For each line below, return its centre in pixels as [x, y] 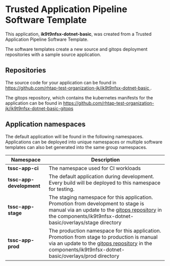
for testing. [62, 189]
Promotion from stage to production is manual [103, 237]
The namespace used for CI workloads [95, 168]
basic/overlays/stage [74, 222]
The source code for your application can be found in [61, 82]
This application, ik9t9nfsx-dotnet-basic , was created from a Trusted [78, 34]
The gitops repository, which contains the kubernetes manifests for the [79, 97]
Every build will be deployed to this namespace [105, 183]
